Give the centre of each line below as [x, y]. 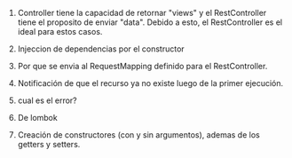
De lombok [37, 118]
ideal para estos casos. [60, 32]
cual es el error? [47, 100]
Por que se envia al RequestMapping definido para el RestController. [142, 66]
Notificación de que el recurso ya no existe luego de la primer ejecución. [150, 83]
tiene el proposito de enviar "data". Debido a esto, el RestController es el [150, 22]
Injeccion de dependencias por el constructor [101, 49]
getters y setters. [49, 144]
